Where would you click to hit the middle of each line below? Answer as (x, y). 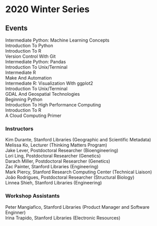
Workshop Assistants (33, 196)
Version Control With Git (30, 56)
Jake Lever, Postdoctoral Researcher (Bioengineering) (62, 150)
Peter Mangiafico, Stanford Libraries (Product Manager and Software (77, 207)
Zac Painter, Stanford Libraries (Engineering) (52, 167)
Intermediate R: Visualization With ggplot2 (49, 83)
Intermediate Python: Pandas (36, 62)
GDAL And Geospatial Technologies (43, 94)
